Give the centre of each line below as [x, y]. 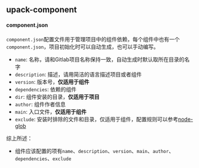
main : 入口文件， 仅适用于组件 [50, 112]
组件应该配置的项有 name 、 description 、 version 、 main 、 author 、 [94, 151]
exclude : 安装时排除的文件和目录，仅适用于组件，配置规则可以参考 [96, 119]
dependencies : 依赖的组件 [45, 89]
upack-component [42, 10]
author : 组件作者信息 [40, 104]
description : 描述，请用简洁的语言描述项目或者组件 [78, 74]
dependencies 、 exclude [43, 158]
